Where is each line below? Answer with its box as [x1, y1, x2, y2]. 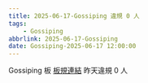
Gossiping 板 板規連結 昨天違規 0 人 [8, 66, 128, 76]
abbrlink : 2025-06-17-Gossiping [8, 34, 118, 43]
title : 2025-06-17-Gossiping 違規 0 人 [8, 11, 140, 20]
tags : [8, 20, 27, 28]
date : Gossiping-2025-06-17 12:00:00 [8, 42, 137, 50]
